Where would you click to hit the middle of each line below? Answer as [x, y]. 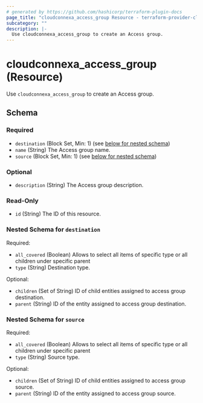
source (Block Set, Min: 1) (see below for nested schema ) [86, 156]
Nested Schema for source [45, 319]
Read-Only [23, 200]
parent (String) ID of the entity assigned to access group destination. [101, 304]
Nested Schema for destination [53, 229]
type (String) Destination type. [53, 267]
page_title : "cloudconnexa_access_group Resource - [72, 18]
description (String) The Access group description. [79, 185]
